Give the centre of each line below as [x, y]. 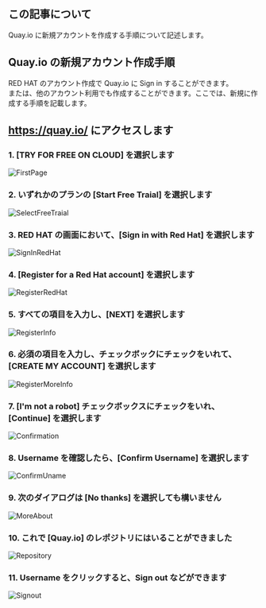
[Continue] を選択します [55, 418]
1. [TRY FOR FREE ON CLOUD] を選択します [91, 155]
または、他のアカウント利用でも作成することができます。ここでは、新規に [130, 93]
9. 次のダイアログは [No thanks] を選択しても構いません [115, 498]
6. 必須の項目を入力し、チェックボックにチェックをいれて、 [122, 354]
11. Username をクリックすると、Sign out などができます [118, 577]
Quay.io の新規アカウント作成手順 [92, 62]
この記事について [50, 14]
